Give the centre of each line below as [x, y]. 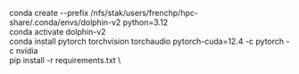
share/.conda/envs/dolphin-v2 [65, 22]
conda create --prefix [49, 13]
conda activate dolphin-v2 [58, 32]
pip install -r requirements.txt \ [65, 60]
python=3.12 [145, 22]
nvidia [27, 51]
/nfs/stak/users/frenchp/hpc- [145, 13]
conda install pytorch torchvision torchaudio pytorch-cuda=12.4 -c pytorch [147, 41]
